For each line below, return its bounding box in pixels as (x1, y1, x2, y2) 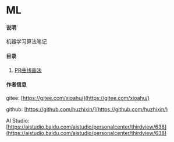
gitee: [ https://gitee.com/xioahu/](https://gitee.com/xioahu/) (6, 94, 150, 101)
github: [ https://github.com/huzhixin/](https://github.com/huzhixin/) (6, 106, 168, 113)
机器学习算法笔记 (6, 38, 47, 45)
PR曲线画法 (14, 67, 42, 74)
